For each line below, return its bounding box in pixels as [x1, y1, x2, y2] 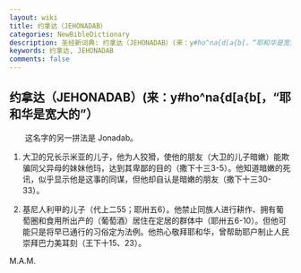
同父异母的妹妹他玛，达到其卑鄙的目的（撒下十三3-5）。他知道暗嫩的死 [30, 162, 291, 173]
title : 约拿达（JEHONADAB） [9, 21, 107, 30]
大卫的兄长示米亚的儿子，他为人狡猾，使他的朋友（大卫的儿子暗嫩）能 [21, 151, 282, 162]
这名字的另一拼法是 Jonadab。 [24, 132, 139, 143]
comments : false [9, 55, 70, 64]
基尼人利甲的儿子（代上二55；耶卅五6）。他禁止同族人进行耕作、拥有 [21, 203, 277, 215]
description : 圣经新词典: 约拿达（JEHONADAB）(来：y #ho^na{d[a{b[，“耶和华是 [9, 38, 284, 47]
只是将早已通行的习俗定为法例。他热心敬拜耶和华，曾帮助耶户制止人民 [30, 226, 289, 237]
